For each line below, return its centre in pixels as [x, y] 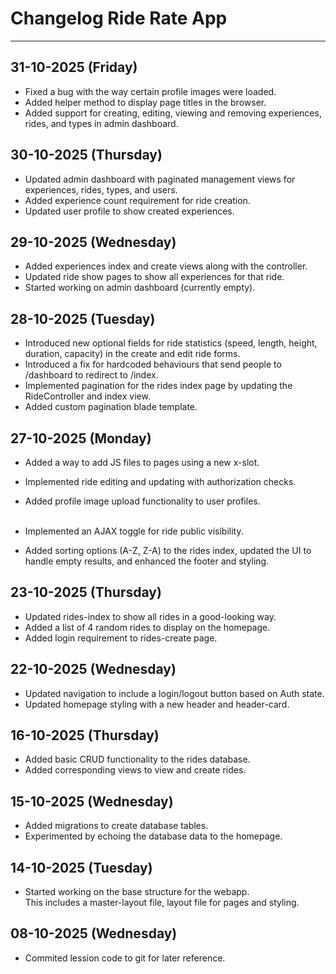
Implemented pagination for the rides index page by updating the [158, 386]
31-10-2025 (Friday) [74, 67]
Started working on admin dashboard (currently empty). [140, 288]
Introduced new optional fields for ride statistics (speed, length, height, [171, 343]
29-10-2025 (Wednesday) [93, 242]
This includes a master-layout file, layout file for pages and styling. [162, 903]
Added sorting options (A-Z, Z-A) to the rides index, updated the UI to [168, 550]
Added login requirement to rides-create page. [121, 638]
